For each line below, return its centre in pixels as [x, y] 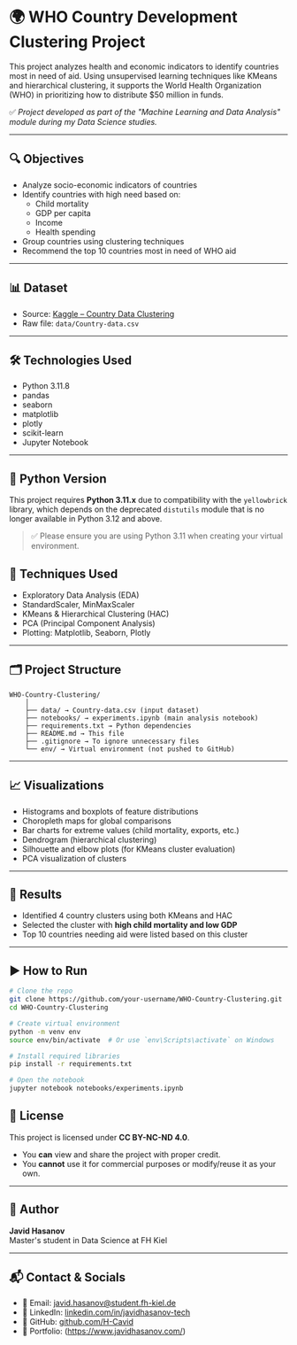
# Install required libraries [65, 1056]
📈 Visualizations [57, 786]
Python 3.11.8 [46, 386]
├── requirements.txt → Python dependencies [108, 726]
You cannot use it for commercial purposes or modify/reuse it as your [149, 1163]
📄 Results [35, 895]
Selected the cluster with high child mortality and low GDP [129, 925]
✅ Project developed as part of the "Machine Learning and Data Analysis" [145, 112]
